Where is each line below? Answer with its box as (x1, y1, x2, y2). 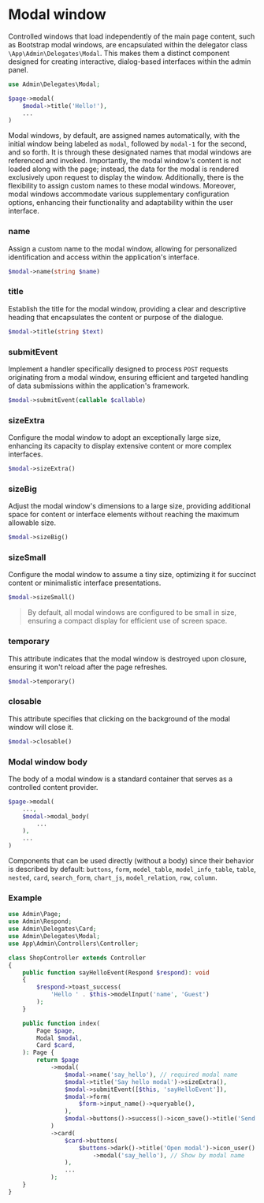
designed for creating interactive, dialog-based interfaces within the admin (8, 57, 251, 66)
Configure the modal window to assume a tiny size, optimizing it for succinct (8, 570, 256, 579)
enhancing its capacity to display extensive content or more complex (8, 441, 232, 451)
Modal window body (8, 756, 88, 767)
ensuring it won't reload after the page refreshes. (8, 662, 168, 672)
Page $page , (36, 1026, 76, 1034)
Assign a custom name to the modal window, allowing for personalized (8, 244, 237, 253)
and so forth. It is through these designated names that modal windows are (8, 147, 252, 157)
